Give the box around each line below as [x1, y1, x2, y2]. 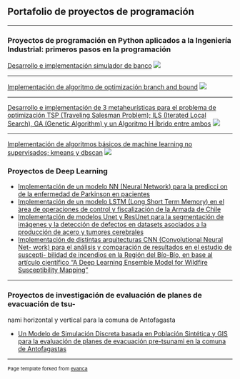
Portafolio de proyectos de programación [7, 6, 194, 18]
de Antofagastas [17, 344, 66, 353]
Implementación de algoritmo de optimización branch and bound [7, 83, 198, 91]
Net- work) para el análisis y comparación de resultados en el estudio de [17, 243, 232, 252]
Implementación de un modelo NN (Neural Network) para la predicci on [17, 182, 228, 191]
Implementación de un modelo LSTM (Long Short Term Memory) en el [17, 198, 225, 206]
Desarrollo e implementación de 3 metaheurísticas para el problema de [7, 103, 216, 112]
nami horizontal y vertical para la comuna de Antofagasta [7, 315, 176, 324]
